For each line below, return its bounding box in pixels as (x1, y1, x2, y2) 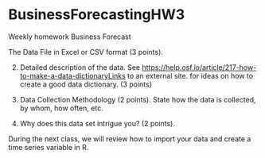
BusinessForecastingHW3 (8, 6, 185, 24)
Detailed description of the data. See (19, 62, 141, 72)
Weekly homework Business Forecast (8, 32, 131, 41)
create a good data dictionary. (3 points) (19, 79, 153, 89)
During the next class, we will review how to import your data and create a (8, 133, 251, 144)
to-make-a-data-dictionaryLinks (19, 71, 126, 80)
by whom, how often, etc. (19, 103, 103, 113)
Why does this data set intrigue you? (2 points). (19, 118, 176, 128)
